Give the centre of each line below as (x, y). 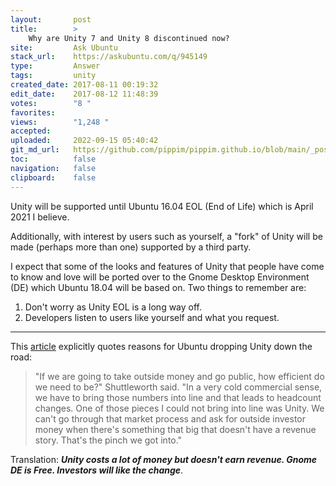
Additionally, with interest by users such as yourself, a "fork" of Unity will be (166, 236)
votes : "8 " (51, 103)
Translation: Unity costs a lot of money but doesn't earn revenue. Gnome (164, 459)
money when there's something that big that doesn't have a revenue (175, 429)
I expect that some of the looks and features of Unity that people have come (167, 266)
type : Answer (55, 66)
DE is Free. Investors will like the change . (97, 470)
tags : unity (53, 76)
